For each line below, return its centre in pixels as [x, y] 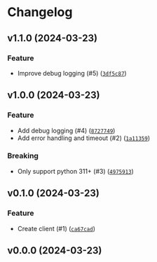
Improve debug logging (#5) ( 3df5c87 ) [72, 73]
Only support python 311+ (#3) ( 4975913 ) [76, 171]
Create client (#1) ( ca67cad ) [56, 228]
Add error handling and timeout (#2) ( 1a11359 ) [84, 138]
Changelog [40, 12]
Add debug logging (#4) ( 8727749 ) [66, 130]
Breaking [23, 156]
